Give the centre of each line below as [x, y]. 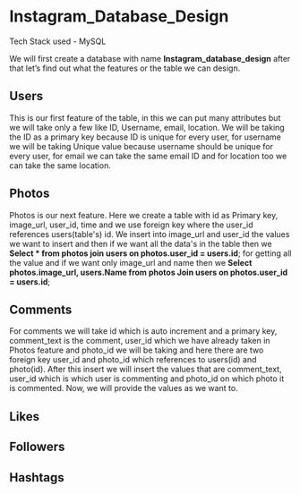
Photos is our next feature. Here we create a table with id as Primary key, [144, 215]
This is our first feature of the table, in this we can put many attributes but [145, 117]
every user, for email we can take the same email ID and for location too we [148, 156]
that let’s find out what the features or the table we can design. [125, 68]
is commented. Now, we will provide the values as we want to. [124, 388]
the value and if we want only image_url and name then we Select [131, 262]
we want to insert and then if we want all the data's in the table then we [141, 243]
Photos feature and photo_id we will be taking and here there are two [137, 350]
